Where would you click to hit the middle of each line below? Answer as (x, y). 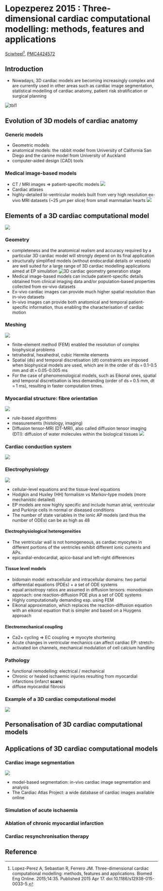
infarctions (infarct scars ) (38, 681)
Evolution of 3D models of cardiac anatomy (72, 121)
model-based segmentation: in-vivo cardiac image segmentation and (81, 782)
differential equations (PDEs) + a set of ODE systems (65, 585)
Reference (21, 852)
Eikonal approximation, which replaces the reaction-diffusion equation (82, 605)
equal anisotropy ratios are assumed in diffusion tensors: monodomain (82, 590)
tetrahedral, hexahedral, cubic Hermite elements (60, 354)
